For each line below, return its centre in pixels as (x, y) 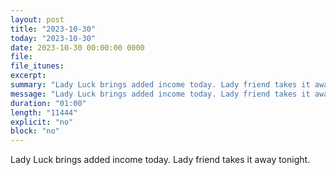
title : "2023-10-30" (53, 29)
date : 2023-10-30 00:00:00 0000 (77, 47)
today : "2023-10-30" (53, 38)
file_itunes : (37, 66)
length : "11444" (44, 112)
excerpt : (28, 76)
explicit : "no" (42, 122)
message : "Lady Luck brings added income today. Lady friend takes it (160, 94)
